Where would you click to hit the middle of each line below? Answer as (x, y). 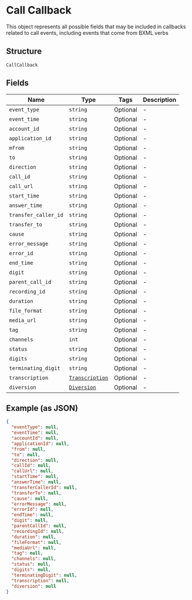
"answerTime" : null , (36, 482)
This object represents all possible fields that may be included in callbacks (96, 27)
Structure (24, 52)
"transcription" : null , (40, 581)
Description (160, 100)
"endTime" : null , (33, 515)
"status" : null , (31, 564)
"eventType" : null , (35, 427)
